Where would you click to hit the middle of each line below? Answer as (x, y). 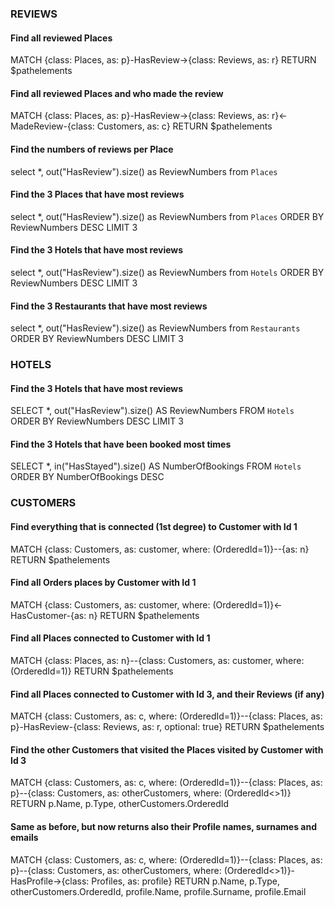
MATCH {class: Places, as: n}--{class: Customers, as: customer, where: (157, 660)
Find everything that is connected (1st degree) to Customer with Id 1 (154, 526)
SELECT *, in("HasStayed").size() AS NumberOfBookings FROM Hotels (156, 466)
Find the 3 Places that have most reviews (97, 194)
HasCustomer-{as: (48, 615)
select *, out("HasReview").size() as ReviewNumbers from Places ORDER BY (167, 216)
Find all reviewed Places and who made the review (117, 93)
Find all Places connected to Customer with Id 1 (110, 638)
